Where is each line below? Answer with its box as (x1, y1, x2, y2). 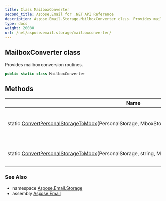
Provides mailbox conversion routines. (5, 61, 83, 67)
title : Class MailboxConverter (5, 7, 70, 12)
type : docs (5, 21, 28, 26)
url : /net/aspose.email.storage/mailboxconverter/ (5, 30, 112, 35)
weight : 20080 (5, 26, 35, 31)
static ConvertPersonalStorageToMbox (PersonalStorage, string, (7, 150, 155, 157)
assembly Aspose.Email (12, 190, 61, 196)
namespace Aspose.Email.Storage (12, 185, 83, 191)
